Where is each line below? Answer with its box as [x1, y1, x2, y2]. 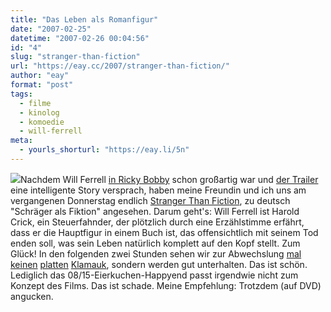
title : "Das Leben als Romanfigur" [10, 14, 159, 25]
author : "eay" [10, 71, 70, 81]
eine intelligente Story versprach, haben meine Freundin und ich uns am [10, 184, 307, 196]
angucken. [10, 290, 54, 302]
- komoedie [19, 117, 65, 127]
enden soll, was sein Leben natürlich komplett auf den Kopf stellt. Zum [10, 237, 301, 249]
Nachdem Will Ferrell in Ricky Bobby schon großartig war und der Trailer [20, 173, 319, 185]
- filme [19, 98, 52, 108]
